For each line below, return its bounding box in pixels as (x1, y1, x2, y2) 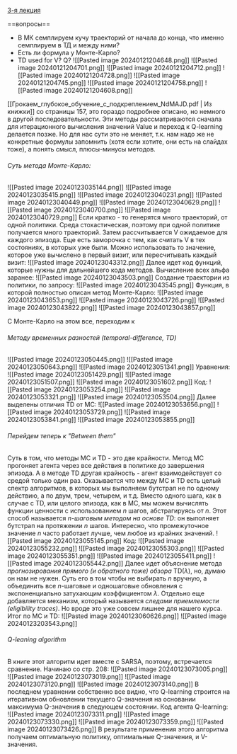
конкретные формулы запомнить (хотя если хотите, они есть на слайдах (7, 137, 228, 146)
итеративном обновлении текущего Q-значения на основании (7, 695, 196, 703)
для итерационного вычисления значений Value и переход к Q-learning (7, 122, 223, 130)
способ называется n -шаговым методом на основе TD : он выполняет (7, 513, 219, 522)
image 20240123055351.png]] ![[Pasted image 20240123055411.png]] (7, 552, 212, 560)
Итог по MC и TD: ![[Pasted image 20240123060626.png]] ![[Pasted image (7, 612, 227, 620)
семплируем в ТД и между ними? (17, 41, 120, 49)
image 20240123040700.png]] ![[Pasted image (33, 205, 171, 215)
